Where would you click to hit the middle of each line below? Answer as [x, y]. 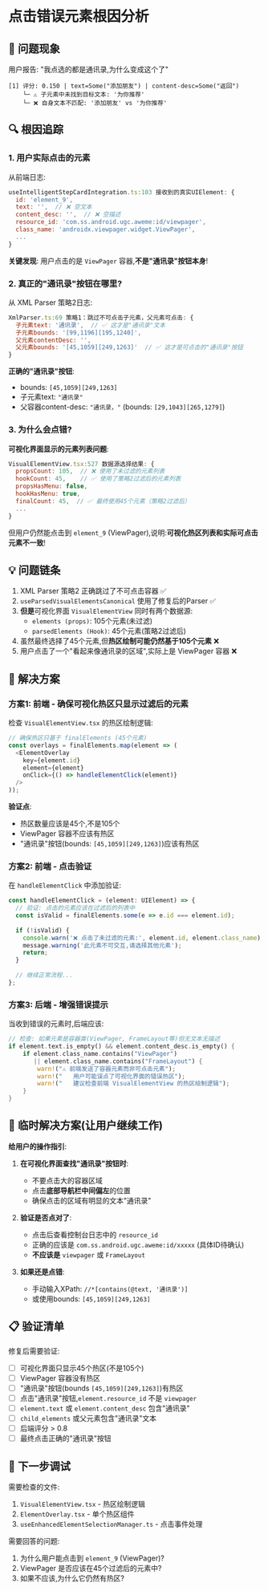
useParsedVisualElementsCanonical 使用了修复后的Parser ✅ [118, 601]
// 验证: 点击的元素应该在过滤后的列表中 [75, 908]
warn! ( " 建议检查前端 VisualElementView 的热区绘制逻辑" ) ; [134, 1084]
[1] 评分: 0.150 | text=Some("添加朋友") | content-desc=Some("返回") [124, 86]
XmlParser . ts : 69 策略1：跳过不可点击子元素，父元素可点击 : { [101, 318]
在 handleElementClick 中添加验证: [65, 885]
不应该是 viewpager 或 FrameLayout [89, 1254]
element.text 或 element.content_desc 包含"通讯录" [105, 1408]
